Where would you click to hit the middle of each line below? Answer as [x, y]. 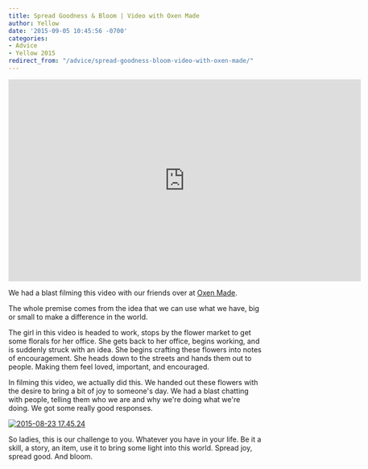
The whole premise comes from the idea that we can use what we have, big [134, 308]
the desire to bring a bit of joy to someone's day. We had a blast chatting [129, 391]
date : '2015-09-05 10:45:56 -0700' [68, 31]
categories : [28, 38]
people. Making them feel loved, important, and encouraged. [109, 367]
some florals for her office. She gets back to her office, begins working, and [134, 341]
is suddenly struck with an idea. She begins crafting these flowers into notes [135, 349]
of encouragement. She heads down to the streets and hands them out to [130, 358]
